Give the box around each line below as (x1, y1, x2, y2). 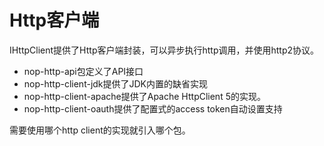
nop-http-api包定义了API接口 (23, 65, 144, 77)
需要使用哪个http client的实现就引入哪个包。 (9, 124, 191, 136)
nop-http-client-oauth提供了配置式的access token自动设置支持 (23, 102, 283, 115)
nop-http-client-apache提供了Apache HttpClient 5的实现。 (23, 90, 266, 102)
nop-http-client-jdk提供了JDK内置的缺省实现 (23, 77, 209, 90)
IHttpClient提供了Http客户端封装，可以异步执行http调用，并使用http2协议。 (9, 44, 320, 56)
